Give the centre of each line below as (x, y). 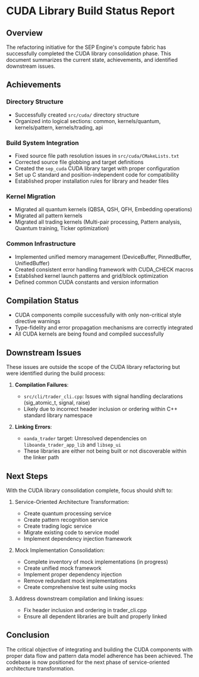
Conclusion (28, 635)
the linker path (41, 457)
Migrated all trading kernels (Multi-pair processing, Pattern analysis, (98, 222)
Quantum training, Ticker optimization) (62, 228)
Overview (25, 33)
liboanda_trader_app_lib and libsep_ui (72, 445)
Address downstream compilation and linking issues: (79, 598)
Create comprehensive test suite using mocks (80, 587)
